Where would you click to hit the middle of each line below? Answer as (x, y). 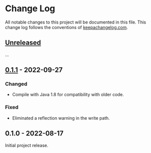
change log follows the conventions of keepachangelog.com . (66, 27)
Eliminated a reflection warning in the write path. (61, 118)
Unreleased (23, 43)
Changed (16, 84)
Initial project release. (27, 145)
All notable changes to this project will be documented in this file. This (76, 22)
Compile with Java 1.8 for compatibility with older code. (68, 95)
